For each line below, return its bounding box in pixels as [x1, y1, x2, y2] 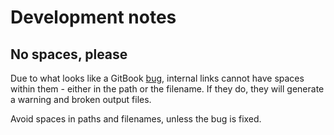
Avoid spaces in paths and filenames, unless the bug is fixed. [10, 113, 262, 125]
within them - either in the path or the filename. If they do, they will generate [10, 83, 325, 95]
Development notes [10, 6, 177, 29]
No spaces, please [10, 46, 128, 63]
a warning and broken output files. [10, 94, 152, 105]
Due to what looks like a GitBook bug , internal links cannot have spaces [10, 72, 305, 84]
